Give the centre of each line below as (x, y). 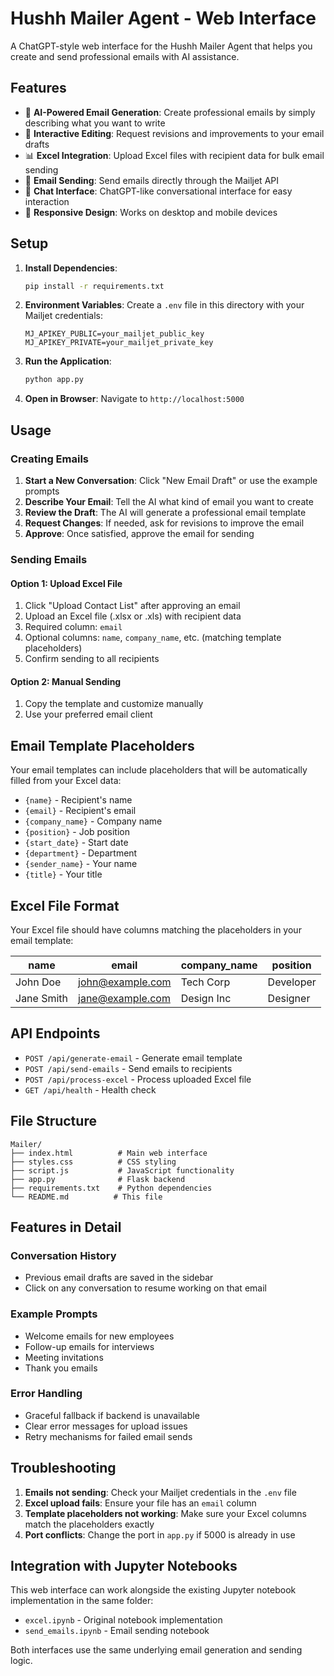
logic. (21, 1661)
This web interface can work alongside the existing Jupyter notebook (153, 1590)
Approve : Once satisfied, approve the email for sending (139, 533)
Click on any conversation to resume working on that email (145, 1288)
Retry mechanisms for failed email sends (108, 1436)
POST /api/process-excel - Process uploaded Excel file (138, 1079)
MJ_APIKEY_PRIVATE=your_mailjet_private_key (119, 343)
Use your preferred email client (88, 714)
